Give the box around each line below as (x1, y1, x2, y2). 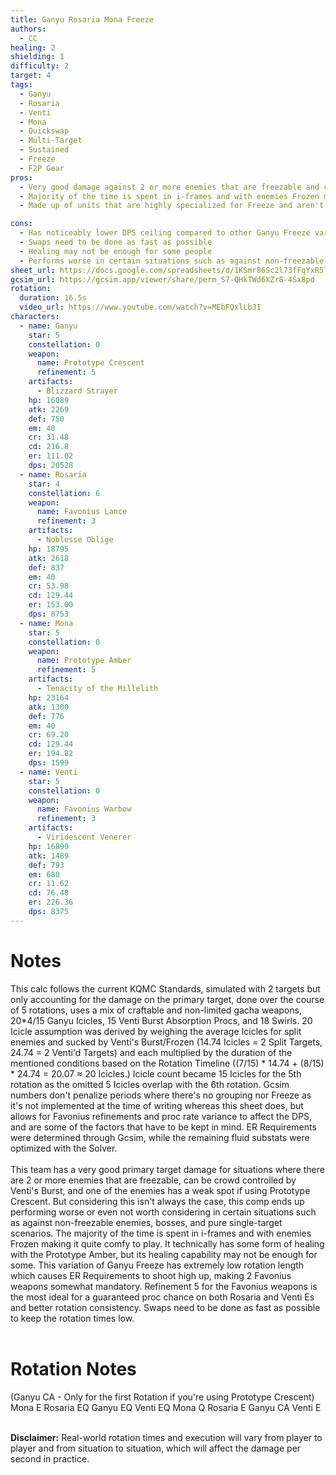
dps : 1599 (28, 758, 70, 768)
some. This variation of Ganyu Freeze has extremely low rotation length (10, 1259, 305, 1271)
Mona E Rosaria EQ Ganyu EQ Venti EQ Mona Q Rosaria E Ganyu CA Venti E (10, 1401, 322, 1413)
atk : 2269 (28, 404, 70, 415)
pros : (10, 172, 33, 183)
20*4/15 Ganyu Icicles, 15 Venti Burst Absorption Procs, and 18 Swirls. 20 (10, 1014, 313, 1026)
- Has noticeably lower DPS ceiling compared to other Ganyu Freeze (19, 228, 311, 238)
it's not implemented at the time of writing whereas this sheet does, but (10, 1099, 304, 1111)
